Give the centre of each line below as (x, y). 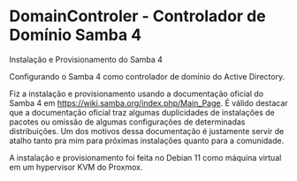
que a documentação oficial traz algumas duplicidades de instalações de (142, 112)
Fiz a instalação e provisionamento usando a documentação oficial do (136, 94)
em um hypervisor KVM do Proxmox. (76, 167)
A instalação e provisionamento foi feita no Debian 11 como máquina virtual (145, 157)
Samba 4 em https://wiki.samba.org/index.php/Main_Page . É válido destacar (149, 102)
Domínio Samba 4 (76, 35)
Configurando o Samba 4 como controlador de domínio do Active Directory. (147, 76)
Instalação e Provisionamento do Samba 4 (86, 59)
